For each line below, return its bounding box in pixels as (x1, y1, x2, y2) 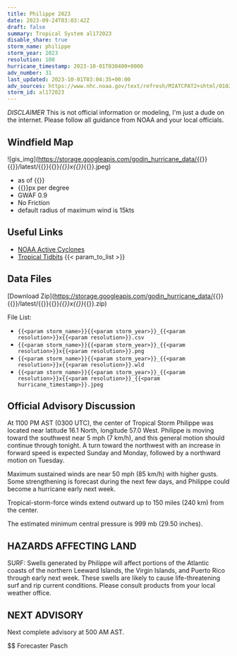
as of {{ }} (17, 175, 45, 184)
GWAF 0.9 (17, 191, 48, 199)
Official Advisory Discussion (7, 400, 136, 412)
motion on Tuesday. (7, 456, 65, 465)
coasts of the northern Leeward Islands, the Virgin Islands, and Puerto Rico (7, 567, 226, 575)
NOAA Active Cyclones (17, 245, 85, 254)
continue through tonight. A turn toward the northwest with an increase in (7, 441, 221, 450)
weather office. (7, 589, 51, 598)
